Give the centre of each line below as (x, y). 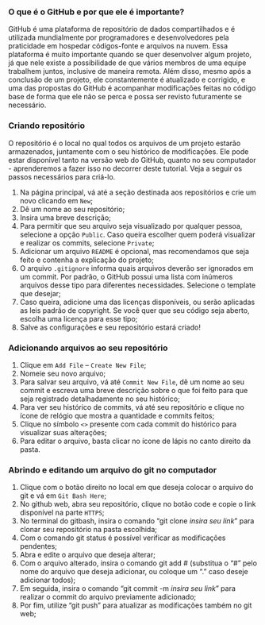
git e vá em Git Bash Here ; (63, 496)
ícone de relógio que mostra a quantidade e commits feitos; (117, 415)
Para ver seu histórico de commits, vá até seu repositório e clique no (132, 407)
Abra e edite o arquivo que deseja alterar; (88, 555)
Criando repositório (47, 125)
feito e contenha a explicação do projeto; (87, 260)
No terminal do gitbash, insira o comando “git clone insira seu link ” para (137, 521)
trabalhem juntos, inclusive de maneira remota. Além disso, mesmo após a (130, 71)
